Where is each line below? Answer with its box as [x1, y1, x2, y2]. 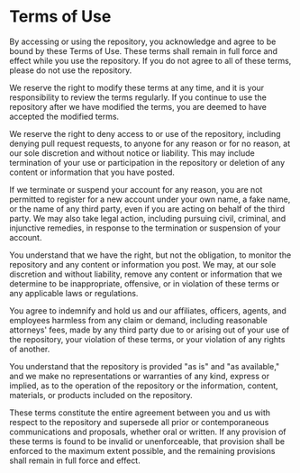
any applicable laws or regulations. [9, 287, 139, 298]
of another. [9, 343, 50, 354]
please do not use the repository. [9, 65, 132, 76]
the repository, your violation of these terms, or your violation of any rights [9, 333, 286, 344]
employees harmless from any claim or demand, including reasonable [9, 314, 268, 325]
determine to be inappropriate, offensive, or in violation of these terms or [9, 277, 280, 289]
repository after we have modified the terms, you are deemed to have [9, 101, 268, 112]
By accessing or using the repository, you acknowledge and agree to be [9, 36, 277, 47]
